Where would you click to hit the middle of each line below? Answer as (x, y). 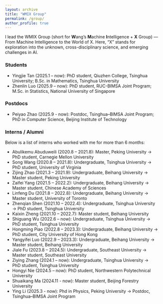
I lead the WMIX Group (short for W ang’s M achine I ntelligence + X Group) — (81, 37)
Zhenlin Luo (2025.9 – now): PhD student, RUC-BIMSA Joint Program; (82, 86)
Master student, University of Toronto (49, 198)
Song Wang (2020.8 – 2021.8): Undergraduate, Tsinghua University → (82, 162)
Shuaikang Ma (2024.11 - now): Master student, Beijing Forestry (75, 281)
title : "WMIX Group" (26, 14)
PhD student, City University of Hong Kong (55, 235)
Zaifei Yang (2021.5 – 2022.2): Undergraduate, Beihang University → (81, 183)
